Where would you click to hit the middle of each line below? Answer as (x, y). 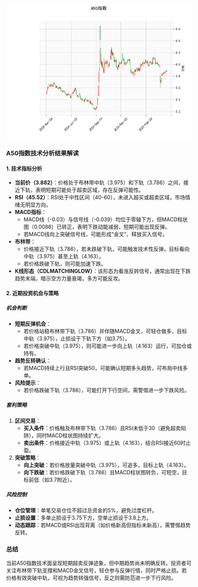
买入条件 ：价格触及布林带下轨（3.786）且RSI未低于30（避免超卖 (102, 428)
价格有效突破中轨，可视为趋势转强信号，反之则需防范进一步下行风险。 (91, 578)
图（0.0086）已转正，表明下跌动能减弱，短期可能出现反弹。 (97, 227)
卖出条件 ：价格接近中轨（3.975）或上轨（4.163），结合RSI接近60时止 (107, 442)
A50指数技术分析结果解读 (43, 153)
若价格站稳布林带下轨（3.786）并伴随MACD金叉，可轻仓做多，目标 (105, 331)
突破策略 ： (28, 457)
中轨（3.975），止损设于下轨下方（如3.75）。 (77, 338)
